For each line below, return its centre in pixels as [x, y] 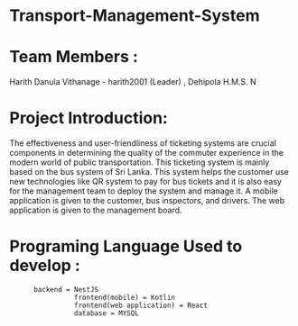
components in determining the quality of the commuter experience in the [147, 153]
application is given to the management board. [96, 210]
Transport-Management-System [135, 16]
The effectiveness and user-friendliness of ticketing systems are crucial [143, 143]
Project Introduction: [89, 118]
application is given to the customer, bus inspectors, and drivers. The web [147, 201]
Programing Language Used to [126, 246]
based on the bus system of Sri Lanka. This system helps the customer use [149, 172]
